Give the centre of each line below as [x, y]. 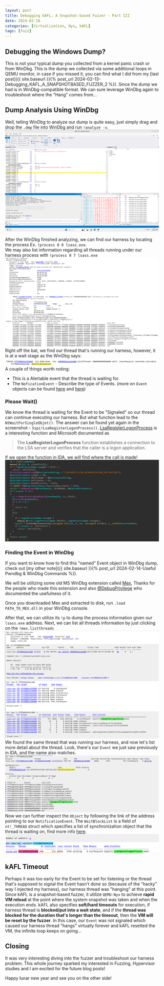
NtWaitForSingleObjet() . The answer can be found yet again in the [72, 423]
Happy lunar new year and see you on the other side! [58, 978]
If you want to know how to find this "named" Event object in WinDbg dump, [82, 563]
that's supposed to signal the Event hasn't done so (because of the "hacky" [81, 884]
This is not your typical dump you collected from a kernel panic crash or [77, 63]
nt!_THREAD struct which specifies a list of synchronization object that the [79, 826]
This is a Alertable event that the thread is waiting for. [66, 378]
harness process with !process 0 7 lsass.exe [51, 255]
